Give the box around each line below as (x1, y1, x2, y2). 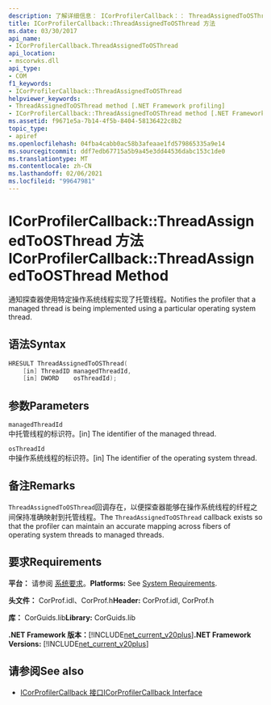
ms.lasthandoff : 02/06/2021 (8, 170, 103, 178)
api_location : (8, 49, 56, 57)
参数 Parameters (8, 399, 90, 412)
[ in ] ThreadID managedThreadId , (23, 367, 131, 375)
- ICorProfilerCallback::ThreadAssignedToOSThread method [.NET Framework (8, 110, 265, 118)
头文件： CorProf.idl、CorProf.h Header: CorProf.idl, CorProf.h (8, 595, 215, 605)
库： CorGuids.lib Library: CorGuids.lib (8, 612, 135, 623)
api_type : (8, 65, 42, 73)
